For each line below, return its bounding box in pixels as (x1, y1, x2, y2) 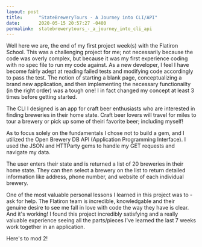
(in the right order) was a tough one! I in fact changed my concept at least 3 (6, 87, 195, 94)
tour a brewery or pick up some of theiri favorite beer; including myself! (6, 118, 184, 125)
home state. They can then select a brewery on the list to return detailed (6, 167, 186, 174)
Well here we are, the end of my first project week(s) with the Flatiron (6, 42, 178, 49)
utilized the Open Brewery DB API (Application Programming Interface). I (6, 136, 186, 143)
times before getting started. (6, 93, 77, 101)
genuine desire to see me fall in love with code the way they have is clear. (6, 204, 189, 211)
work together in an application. (6, 224, 86, 231)
